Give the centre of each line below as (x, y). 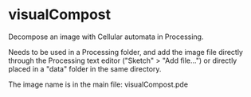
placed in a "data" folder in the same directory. (85, 68)
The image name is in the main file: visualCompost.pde (98, 84)
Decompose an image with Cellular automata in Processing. (106, 37)
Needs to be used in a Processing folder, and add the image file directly (125, 52)
